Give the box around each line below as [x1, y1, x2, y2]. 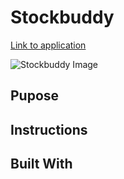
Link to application [10, 39, 87, 51]
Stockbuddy [10, 6, 115, 29]
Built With [10, 156, 73, 173]
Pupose [10, 87, 60, 105]
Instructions [10, 121, 88, 138]
